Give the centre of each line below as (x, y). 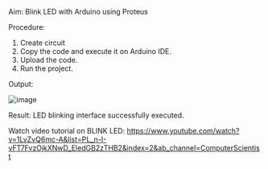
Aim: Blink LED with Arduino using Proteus (78, 12)
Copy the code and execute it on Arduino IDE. (95, 51)
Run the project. (47, 68)
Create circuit (43, 43)
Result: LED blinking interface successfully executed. (96, 115)
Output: (21, 84)
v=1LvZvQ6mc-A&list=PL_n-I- (58, 139)
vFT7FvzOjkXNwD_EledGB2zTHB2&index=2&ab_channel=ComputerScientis (134, 148)
